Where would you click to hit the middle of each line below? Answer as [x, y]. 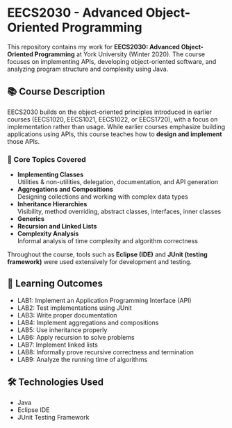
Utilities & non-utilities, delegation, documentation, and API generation [118, 182]
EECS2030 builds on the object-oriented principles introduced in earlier [110, 112]
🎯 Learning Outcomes [55, 284]
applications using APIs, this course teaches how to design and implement [115, 134]
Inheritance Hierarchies [52, 204]
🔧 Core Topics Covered [47, 159]
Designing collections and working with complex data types [103, 197]
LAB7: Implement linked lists [58, 345]
